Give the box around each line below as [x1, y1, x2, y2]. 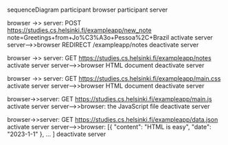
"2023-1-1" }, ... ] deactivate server [7, 130, 106, 138]
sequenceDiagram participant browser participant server [7, 5, 168, 14]
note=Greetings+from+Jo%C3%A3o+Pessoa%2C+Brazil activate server [7, 34, 213, 41]
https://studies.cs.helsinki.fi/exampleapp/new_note [7, 26, 152, 34]
